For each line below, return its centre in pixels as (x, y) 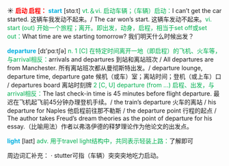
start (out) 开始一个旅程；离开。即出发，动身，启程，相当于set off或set (107, 28)
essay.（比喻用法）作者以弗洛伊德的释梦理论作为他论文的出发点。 (100, 126)
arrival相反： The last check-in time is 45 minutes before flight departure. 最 (113, 94)
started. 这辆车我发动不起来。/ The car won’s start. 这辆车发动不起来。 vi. (109, 19)
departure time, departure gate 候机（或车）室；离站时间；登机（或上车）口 (114, 77)
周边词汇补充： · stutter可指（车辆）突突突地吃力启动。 (85, 155)
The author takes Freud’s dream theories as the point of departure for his (110, 118)
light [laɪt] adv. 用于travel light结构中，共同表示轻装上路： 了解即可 (100, 141)
